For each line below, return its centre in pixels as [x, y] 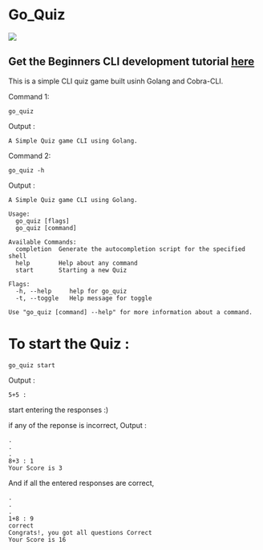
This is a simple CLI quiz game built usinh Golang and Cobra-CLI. [116, 81]
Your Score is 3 [35, 468]
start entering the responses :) [59, 410]
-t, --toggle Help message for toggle [84, 298]
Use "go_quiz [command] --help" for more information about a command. [130, 312]
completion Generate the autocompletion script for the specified [131, 249]
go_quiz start [32, 365]
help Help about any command [77, 263]
